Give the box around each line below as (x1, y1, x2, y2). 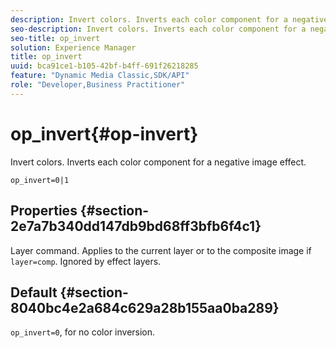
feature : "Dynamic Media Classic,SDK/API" (10, 71, 190, 81)
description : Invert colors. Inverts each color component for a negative (10, 14, 329, 25)
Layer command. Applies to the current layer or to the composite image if (10, 244, 312, 256)
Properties (10, 202, 78, 220)
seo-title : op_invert (10, 33, 101, 43)
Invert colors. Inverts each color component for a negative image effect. (10, 156, 307, 168)
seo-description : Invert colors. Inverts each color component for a (10, 24, 307, 34)
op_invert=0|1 (10, 175, 70, 185)
